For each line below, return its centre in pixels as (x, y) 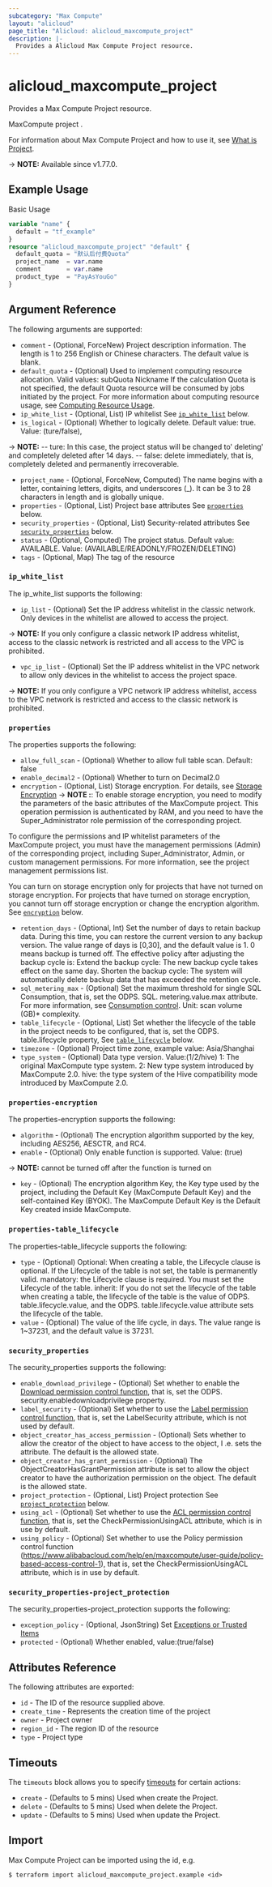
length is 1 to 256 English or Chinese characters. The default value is (134, 353)
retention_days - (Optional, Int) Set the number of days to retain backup (140, 928)
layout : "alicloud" (41, 23)
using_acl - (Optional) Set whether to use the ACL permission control (136, 1513)
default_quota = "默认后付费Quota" (72, 254)
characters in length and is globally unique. (92, 497)
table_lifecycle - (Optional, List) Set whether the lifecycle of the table (138, 1022)
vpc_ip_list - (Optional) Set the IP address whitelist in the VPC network (140, 666)
